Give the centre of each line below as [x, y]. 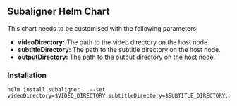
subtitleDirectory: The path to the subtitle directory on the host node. [119, 49]
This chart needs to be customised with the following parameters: [103, 28]
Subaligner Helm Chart [59, 12]
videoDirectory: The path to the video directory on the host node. [113, 42]
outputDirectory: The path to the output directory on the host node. [116, 57]
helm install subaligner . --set [56, 90]
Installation [27, 75]
